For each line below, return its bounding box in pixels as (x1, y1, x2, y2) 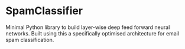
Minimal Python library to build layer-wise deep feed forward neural (5, 24, 170, 31)
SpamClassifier (5, 4, 83, 18)
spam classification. (5, 36, 54, 43)
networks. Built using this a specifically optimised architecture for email (5, 30, 180, 37)
